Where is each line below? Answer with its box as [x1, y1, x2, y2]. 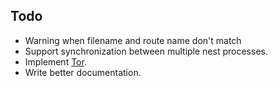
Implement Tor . [24, 55, 87, 68]
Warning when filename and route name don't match [24, 34, 242, 46]
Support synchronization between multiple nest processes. [24, 45, 268, 57]
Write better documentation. [24, 66, 142, 78]
